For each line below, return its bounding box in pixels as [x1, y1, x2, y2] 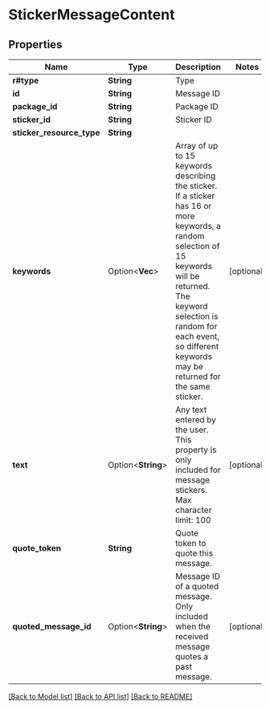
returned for [175, 371, 221, 382]
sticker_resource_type [12, 127, 100, 138]
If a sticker [175, 190, 215, 202]
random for [175, 321, 218, 332]
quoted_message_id [12, 621, 92, 632]
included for [175, 464, 221, 475]
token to [175, 538, 207, 548]
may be [175, 361, 203, 372]
